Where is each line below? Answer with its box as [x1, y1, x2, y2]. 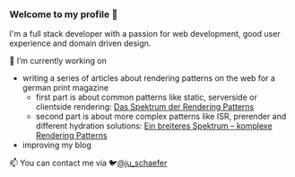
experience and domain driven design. [9, 38, 152, 49]
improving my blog [22, 139, 92, 151]
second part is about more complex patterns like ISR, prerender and [35, 111, 287, 122]
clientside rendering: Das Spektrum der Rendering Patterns [35, 102, 255, 112]
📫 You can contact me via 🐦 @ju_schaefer [9, 157, 168, 169]
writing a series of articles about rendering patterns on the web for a [22, 73, 276, 84]
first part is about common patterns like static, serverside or [35, 92, 257, 102]
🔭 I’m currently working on [9, 56, 108, 66]
